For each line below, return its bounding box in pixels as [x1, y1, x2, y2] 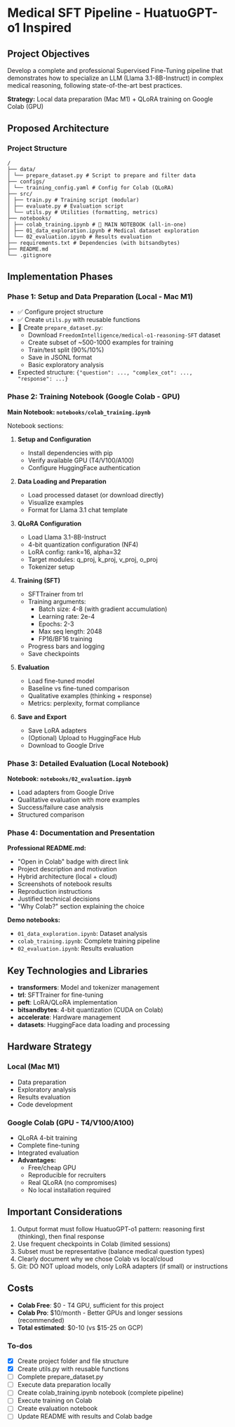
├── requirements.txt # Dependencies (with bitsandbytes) [7, 239, 180, 246]
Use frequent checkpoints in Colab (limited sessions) [17, 1240, 170, 1248]
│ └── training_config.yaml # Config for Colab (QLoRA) [7, 184, 174, 191]
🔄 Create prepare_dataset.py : [17, 323, 103, 332]
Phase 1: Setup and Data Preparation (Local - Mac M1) [7, 292, 194, 301]
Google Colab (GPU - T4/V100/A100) [7, 1118, 135, 1127]
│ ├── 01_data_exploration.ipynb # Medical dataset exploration [7, 227, 199, 234]
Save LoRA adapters [27, 726, 87, 735]
